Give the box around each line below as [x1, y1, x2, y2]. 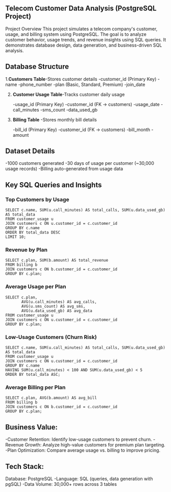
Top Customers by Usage [5, 196, 70, 203]
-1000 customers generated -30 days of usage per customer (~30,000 [5, 160, 154, 166]
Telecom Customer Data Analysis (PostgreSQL [5, 4, 157, 13]
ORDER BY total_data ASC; [5, 372, 60, 377]
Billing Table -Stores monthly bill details [12, 116, 97, 122]
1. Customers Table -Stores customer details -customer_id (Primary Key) [5, 76, 157, 82]
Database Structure [5, 62, 69, 71]
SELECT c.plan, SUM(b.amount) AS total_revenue [5, 258, 109, 263]
